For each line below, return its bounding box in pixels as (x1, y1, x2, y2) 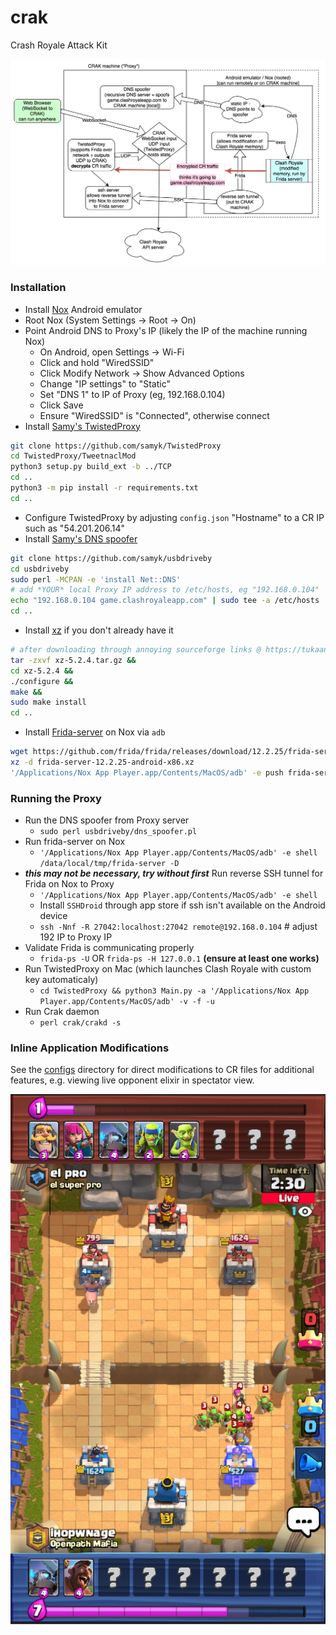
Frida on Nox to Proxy (24, 878, 115, 890)
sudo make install (10, 697, 87, 708)
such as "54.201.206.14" (24, 522, 126, 534)
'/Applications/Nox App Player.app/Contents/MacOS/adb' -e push (10, 767, 284, 778)
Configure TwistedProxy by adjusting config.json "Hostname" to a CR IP (24, 511, 325, 523)
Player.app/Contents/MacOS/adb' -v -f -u (39, 997, 215, 1007)
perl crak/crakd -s (39, 1018, 122, 1028)
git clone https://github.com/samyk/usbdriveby (10, 553, 213, 563)
